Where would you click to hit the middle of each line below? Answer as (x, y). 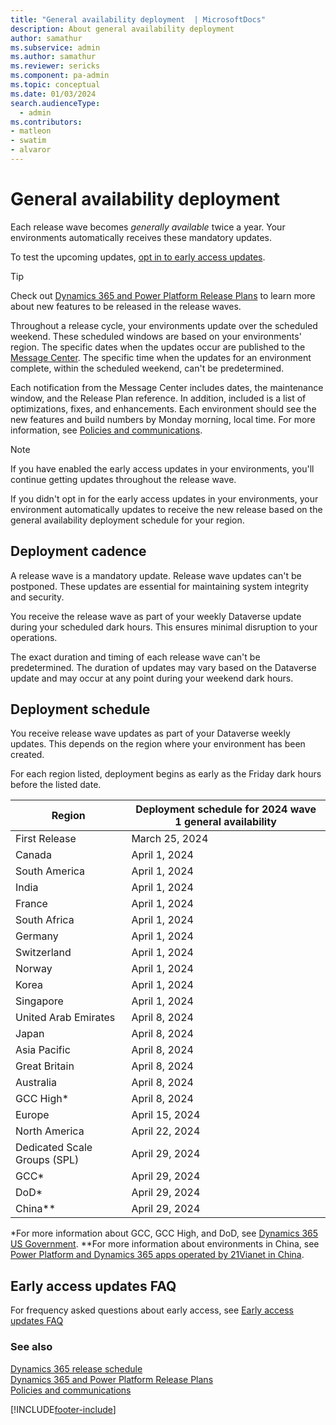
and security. (37, 597)
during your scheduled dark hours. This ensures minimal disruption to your (164, 627)
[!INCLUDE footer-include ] (63, 1409)
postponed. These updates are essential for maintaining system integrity (159, 586)
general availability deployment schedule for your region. (127, 520)
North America (50, 1131)
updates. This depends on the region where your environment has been (158, 744)
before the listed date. (56, 785)
